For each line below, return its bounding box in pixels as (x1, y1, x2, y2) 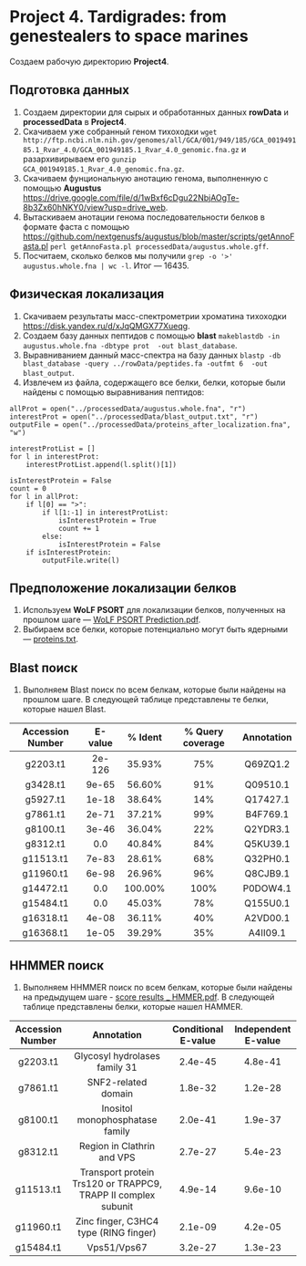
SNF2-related (87, 1076, 148, 1088)
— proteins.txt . (22, 634, 79, 645)
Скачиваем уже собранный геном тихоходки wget (22, 126, 218, 137)
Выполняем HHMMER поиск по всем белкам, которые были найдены (22, 982, 293, 992)
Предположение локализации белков (9, 580, 237, 596)
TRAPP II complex (78, 1188, 156, 1201)
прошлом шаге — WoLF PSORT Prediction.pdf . (22, 614, 201, 626)
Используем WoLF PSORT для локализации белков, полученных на (22, 605, 286, 616)
